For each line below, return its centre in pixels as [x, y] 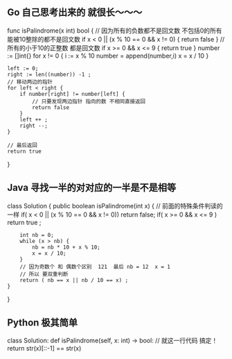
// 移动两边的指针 [30, 82]
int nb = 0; [37, 235]
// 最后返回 [23, 145]
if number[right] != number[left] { [73, 94]
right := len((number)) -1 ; [49, 74]
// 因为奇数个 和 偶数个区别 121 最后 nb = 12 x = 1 [95, 267]
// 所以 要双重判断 [44, 274]
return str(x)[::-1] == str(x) [44, 349]
